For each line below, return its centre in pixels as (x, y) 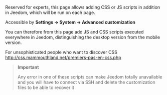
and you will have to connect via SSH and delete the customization (86, 82)
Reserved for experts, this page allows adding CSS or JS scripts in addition (83, 7)
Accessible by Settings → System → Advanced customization (70, 22)
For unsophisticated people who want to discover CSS (61, 52)
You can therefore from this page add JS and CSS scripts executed (74, 32)
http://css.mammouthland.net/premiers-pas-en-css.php (63, 57)
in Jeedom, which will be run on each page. (50, 12)
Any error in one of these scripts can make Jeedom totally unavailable (90, 77)
